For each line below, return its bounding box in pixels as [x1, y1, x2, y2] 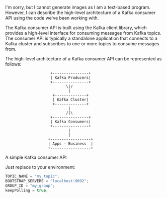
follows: [5, 61, 22, 67]
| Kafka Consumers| [50, 119, 92, 124]
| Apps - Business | [48, 141, 94, 146]
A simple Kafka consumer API [5, 154, 67, 160]
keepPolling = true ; [5, 188, 49, 193]
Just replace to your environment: [5, 164, 75, 170]
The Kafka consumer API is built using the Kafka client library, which [5, 25, 147, 31]
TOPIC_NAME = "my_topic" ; [5, 174, 59, 179]
